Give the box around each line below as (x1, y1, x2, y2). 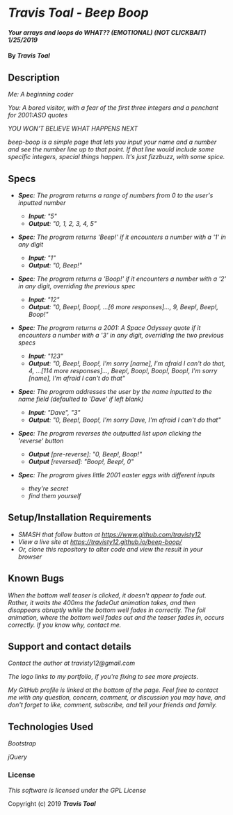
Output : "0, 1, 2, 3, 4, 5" (28, 220, 97, 227)
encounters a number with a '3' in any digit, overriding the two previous (17, 331, 225, 339)
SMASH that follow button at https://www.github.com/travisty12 (17, 530, 201, 538)
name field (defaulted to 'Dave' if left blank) (17, 395, 144, 403)
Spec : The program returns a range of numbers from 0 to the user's (17, 191, 214, 199)
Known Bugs (8, 573, 65, 584)
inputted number (17, 199, 66, 206)
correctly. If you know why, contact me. (8, 620, 122, 629)
